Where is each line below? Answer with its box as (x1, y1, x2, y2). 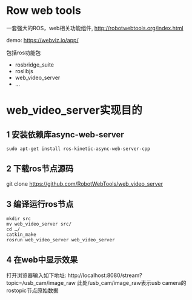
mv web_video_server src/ (6, 221, 71, 227)
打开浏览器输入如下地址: (6, 272, 67, 279)
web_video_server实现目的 (6, 103, 142, 117)
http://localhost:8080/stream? (67, 272, 142, 279)
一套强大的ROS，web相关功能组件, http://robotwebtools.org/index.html (6, 24, 184, 31)
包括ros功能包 (6, 49, 41, 56)
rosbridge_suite (15, 61, 55, 68)
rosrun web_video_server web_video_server (6, 236, 115, 243)
